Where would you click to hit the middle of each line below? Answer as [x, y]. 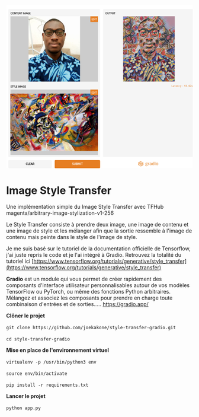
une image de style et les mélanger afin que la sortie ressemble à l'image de [99, 231]
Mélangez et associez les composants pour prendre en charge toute [89, 298]
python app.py [24, 408]
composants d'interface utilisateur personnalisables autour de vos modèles [98, 285]
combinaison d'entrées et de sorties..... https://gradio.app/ [78, 304]
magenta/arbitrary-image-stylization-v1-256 [60, 213]
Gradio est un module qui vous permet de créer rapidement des [84, 279]
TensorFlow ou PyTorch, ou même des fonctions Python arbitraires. [88, 292]
